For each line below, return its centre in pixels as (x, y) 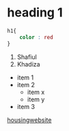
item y (36, 99)
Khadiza (28, 64)
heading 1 (35, 13)
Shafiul (27, 57)
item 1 (25, 78)
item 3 (26, 106)
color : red (36, 37)
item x (36, 92)
